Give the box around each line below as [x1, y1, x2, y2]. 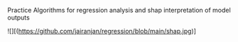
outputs [7, 13, 30, 22]
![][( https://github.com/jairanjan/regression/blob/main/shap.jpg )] [7, 27, 197, 35]
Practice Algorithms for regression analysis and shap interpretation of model [7, 6, 231, 14]
